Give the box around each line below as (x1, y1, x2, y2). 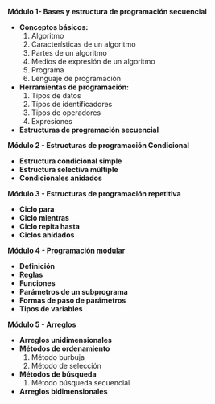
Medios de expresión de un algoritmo (31, 56, 155, 66)
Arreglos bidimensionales (19, 386, 108, 396)
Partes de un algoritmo (31, 48, 108, 57)
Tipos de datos (31, 91, 81, 100)
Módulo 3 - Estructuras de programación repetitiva (7, 189, 182, 198)
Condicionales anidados (19, 173, 102, 183)
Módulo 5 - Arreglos (7, 319, 76, 329)
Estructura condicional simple (19, 156, 122, 166)
